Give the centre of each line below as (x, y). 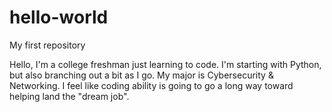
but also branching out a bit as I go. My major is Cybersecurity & (141, 75)
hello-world (59, 17)
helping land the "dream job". (69, 96)
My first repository (47, 45)
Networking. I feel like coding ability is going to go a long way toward (151, 85)
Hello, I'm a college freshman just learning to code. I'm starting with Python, (165, 64)
